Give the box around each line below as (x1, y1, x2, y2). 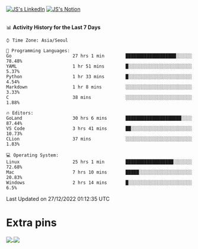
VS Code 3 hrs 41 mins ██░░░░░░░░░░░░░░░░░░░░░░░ (6, 126, 193, 132)
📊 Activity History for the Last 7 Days (6, 24, 101, 31)
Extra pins (6, 216, 58, 229)
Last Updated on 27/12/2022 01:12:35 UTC (6, 196, 110, 202)
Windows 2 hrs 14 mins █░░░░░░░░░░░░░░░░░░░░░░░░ (6, 180, 193, 186)
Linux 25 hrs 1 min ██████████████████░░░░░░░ (6, 159, 193, 165)
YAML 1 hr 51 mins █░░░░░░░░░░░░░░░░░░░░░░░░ (6, 63, 193, 69)
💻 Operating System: (6, 152, 59, 158)
